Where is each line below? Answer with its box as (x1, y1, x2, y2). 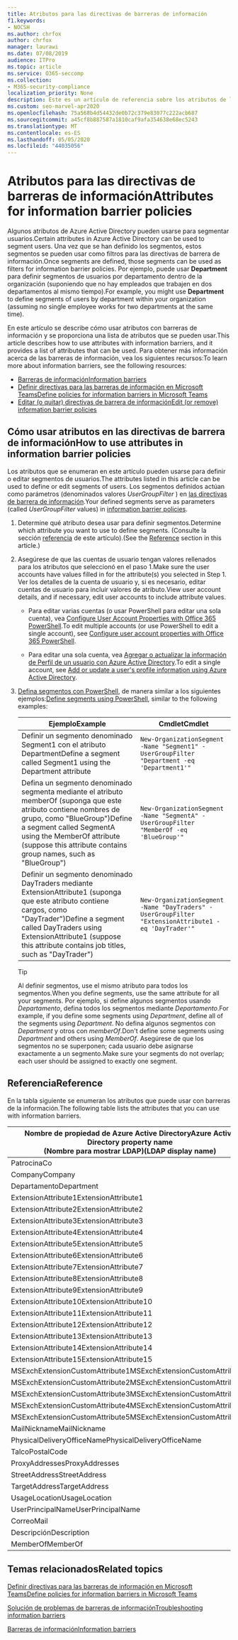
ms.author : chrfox (7, 30, 62, 38)
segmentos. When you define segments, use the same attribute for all (17, 988, 220, 997)
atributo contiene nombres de (21, 804, 120, 814)
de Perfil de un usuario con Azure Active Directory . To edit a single (28, 658, 221, 667)
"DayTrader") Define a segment (21, 914, 125, 924)
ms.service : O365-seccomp (7, 70, 84, 77)
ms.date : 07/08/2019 (7, 50, 69, 58)
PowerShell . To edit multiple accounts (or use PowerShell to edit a (28, 621, 219, 630)
